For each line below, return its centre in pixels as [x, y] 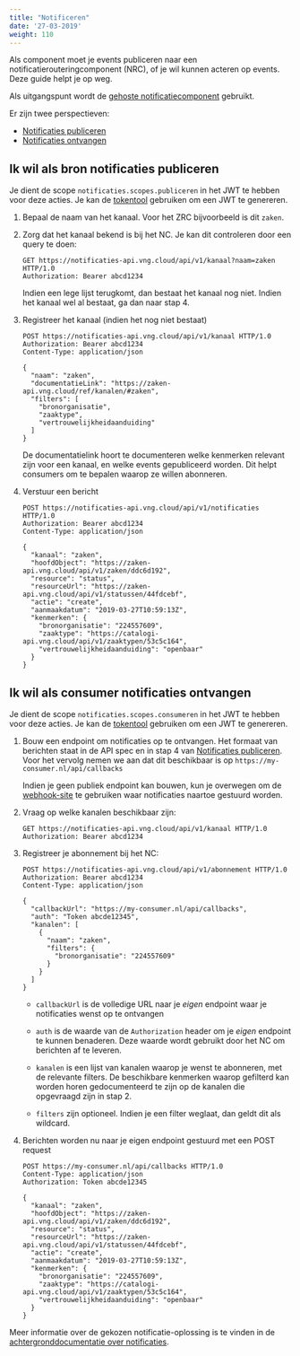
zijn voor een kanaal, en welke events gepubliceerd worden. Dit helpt [150, 465]
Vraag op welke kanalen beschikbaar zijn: [99, 812]
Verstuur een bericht [60, 492]
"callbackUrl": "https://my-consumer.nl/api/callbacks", [139, 909]
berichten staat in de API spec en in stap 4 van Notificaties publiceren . [152, 751]
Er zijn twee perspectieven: [60, 114]
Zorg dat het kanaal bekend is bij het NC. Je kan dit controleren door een [157, 235]
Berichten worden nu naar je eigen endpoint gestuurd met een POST [149, 1140]
